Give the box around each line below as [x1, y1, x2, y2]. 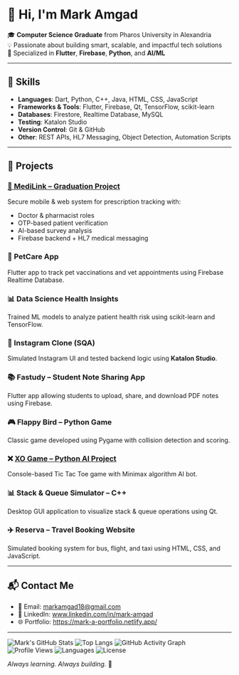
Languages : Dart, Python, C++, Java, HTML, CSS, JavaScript [17, 95, 198, 103]
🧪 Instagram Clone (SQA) [7, 337, 95, 347]
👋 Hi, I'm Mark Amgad [7, 6, 139, 23]
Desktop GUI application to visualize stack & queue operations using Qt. [7, 507, 218, 516]
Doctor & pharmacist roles [17, 211, 95, 220]
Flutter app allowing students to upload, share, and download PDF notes [7, 391, 219, 399]
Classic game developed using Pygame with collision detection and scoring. [7, 436, 230, 444]
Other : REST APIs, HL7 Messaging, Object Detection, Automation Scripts [17, 132, 231, 141]
